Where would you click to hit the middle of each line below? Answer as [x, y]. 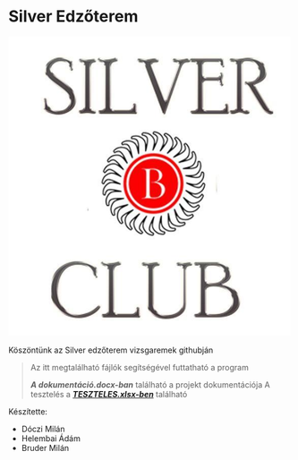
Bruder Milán [45, 447]
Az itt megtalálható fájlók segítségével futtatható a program [140, 367]
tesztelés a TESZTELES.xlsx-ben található [109, 394]
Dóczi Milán [43, 429]
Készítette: [28, 411]
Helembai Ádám [51, 438]
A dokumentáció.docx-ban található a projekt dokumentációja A [150, 384]
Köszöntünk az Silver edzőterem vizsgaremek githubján [111, 350]
